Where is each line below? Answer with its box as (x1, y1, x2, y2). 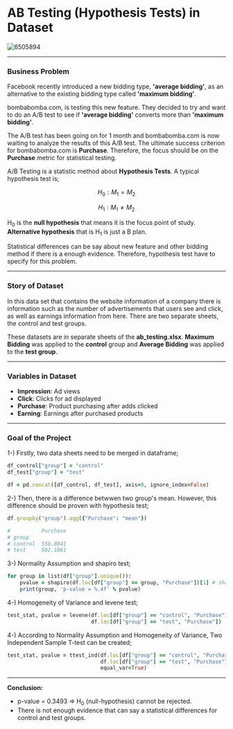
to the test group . (7, 347, 58, 355)
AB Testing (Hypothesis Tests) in (7, 5, 200, 21)
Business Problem (7, 66, 70, 76)
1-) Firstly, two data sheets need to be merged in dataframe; (7, 449, 179, 457)
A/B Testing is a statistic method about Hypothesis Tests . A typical (7, 167, 200, 175)
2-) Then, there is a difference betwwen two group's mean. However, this (7, 494, 217, 502)
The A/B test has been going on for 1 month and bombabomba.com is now (7, 131, 220, 140)
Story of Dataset (7, 281, 64, 291)
